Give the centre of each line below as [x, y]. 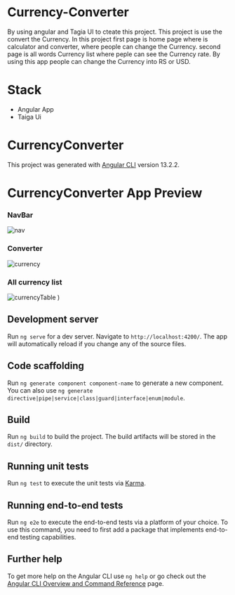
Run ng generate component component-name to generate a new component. [116, 383]
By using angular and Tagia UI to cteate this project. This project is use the [115, 32]
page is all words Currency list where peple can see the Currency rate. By [114, 54]
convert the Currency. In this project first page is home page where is [108, 39]
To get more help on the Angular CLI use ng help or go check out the [107, 576]
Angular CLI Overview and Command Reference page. [86, 583]
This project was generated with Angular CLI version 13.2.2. [94, 164]
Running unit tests [48, 466]
